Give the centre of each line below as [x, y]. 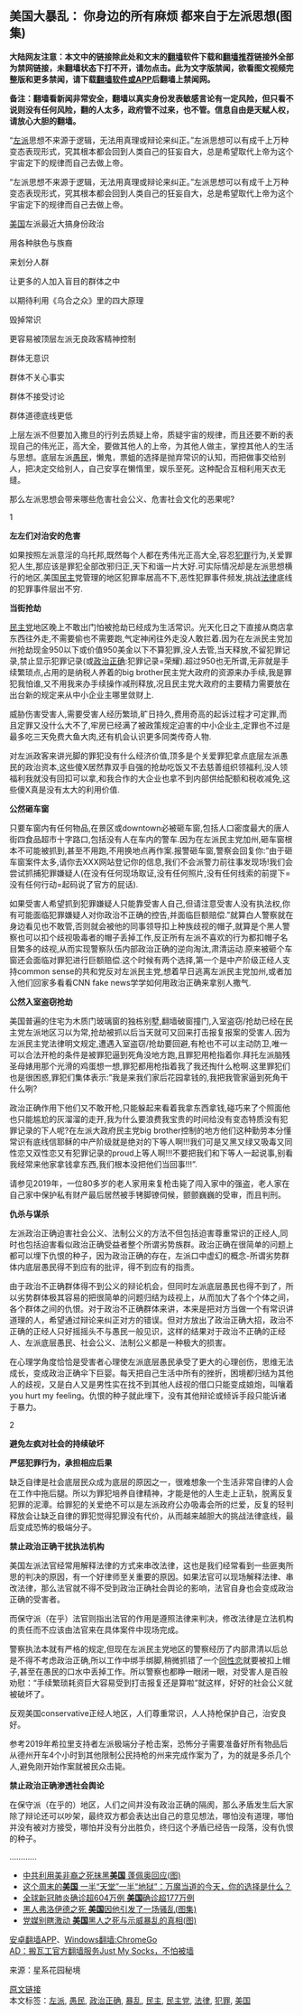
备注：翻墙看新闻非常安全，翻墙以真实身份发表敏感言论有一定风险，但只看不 [151, 98]
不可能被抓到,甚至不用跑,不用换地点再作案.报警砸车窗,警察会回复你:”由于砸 [155, 850]
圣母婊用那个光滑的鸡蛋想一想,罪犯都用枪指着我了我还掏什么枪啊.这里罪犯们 [150, 1066]
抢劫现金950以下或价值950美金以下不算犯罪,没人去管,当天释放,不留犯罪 [149, 649]
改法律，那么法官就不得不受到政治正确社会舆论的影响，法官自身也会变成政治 [151, 1588]
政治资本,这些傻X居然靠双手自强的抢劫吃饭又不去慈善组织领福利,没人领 [156, 766]
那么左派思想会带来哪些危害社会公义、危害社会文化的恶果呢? [122, 498]
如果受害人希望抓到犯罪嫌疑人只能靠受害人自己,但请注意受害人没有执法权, [146, 903]
